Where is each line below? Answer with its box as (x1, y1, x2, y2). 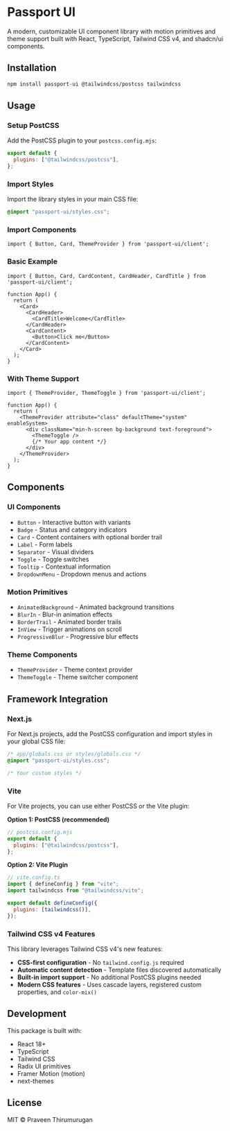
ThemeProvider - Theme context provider (17, 665, 133, 674)
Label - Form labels (17, 540, 73, 548)
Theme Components (7, 649, 78, 659)
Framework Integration (7, 693, 109, 705)
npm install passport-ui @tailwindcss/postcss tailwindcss (7, 81, 182, 88)
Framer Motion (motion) (17, 1069, 85, 1077)
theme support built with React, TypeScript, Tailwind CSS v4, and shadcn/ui (7, 34, 224, 42)
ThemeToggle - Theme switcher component (17, 673, 139, 681)
